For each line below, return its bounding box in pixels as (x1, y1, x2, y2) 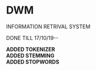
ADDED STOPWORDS (6, 58, 59, 65)
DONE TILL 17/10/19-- (6, 34, 59, 41)
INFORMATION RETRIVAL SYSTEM (6, 23, 91, 30)
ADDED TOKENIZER (6, 45, 55, 53)
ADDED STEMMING (6, 52, 55, 59)
